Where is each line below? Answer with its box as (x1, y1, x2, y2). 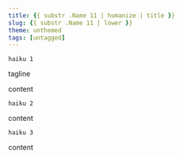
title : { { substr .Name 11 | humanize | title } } (8, 11, 176, 20)
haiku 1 (8, 55, 34, 63)
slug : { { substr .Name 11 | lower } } (8, 19, 133, 27)
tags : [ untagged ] (8, 33, 66, 42)
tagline (8, 69, 31, 79)
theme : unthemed (8, 26, 62, 34)
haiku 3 (8, 129, 34, 137)
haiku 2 (8, 100, 34, 107)
